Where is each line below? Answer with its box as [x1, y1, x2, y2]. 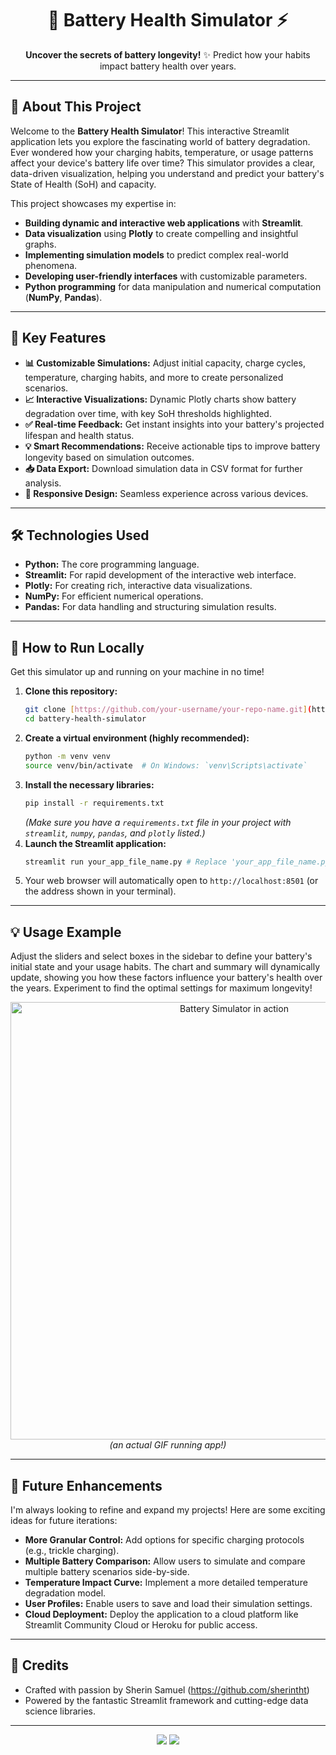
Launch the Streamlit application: [24, 837, 167, 849]
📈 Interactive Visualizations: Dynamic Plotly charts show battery [24, 393, 297, 405]
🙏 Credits [10, 1657, 70, 1674]
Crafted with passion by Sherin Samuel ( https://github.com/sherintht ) [24, 1683, 310, 1696]
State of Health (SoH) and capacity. [10, 178, 157, 190]
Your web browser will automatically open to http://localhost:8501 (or [24, 875, 319, 887]
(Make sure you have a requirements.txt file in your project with [24, 816, 292, 828]
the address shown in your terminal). [24, 885, 177, 897]
